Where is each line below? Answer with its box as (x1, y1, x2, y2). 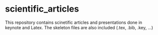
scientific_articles (5, 3, 79, 15)
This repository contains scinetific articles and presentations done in (5, 19, 142, 25)
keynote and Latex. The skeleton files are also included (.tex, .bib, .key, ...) (5, 24, 153, 30)
